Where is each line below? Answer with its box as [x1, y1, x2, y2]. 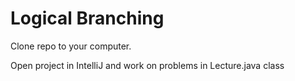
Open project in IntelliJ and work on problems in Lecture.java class [10, 59, 285, 71]
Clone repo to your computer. [10, 40, 132, 52]
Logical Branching [10, 7, 165, 30]
